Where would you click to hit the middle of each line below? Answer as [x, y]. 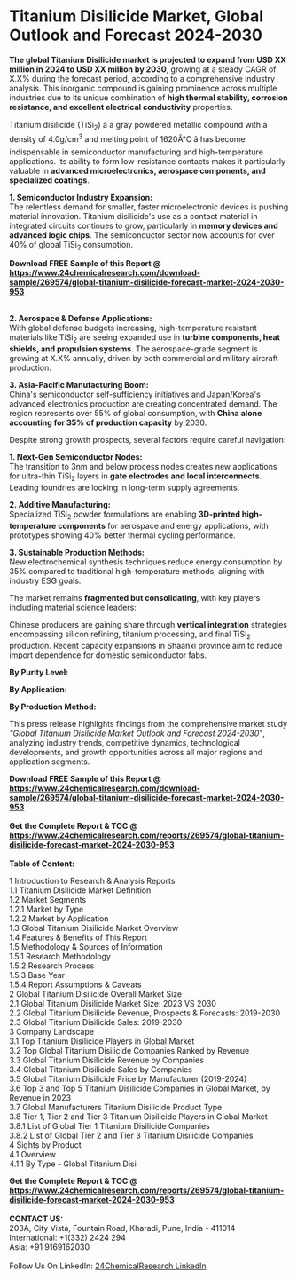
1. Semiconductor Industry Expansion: [81, 197]
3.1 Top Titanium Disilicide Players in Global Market [102, 1041]
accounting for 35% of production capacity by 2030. [108, 422]
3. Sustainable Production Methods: [77, 552]
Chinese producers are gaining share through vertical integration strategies [148, 624]
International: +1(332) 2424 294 [67, 1237]
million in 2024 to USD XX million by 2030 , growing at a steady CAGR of [143, 69]
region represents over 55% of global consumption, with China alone [136, 414]
